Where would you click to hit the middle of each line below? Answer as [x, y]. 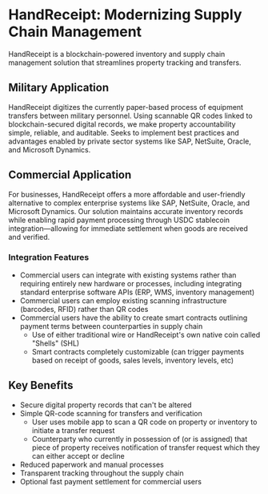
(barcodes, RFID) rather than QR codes [84, 309]
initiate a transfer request [73, 430]
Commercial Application [70, 175]
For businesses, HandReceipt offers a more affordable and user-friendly [127, 194]
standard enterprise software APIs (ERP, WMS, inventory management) [137, 292]
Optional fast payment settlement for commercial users [111, 481]
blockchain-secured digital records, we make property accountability [122, 124]
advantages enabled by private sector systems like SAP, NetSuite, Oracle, [130, 141]
